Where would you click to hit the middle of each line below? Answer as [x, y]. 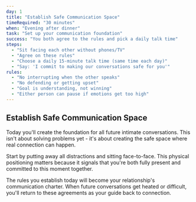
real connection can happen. [41, 145]
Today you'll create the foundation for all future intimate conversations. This [98, 132]
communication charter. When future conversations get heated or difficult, [97, 186]
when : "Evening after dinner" [43, 28]
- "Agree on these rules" [43, 56]
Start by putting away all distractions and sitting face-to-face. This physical [98, 156]
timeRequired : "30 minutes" [41, 22]
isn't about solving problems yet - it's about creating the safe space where [97, 138]
